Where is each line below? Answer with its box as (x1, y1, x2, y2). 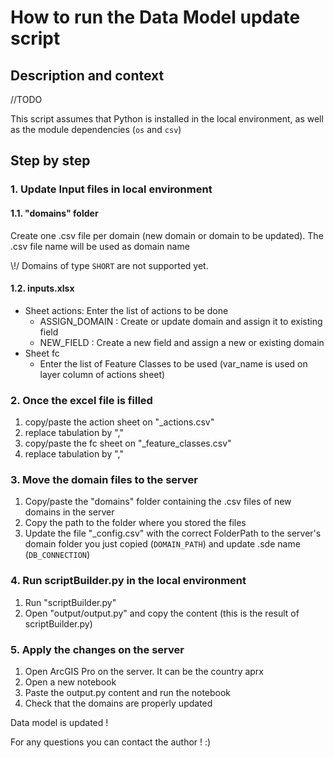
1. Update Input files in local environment (10, 182, 213, 196)
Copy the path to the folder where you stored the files (24, 517, 247, 529)
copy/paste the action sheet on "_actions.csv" (24, 416, 215, 428)
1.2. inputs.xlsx (10, 282, 75, 295)
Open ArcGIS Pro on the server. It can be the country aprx (24, 665, 265, 677)
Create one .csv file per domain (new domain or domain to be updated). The (10, 229, 324, 241)
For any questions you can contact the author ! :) (10, 736, 212, 748)
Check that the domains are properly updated (24, 697, 213, 709)
